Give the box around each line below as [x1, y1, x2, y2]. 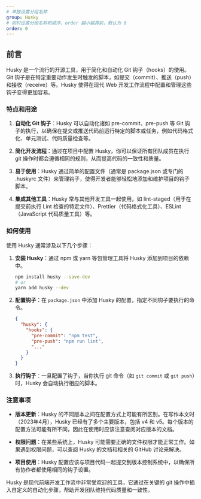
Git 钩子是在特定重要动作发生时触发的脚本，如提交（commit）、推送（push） [6, 74, 194, 81]
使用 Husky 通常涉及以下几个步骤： [6, 241, 93, 249]
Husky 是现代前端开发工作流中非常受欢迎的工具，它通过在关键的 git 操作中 [6, 479, 190, 486]
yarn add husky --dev [14, 285, 69, 291]
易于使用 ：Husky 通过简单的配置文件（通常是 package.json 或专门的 [14, 168, 184, 175]
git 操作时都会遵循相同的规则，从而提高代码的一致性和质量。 [14, 155, 165, 162]
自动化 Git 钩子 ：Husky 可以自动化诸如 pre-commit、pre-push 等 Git [14, 120, 184, 127]
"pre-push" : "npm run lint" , [31, 338, 104, 344]
